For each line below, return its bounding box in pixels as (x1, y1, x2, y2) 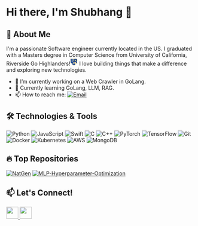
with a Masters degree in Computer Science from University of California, (6, 51, 187, 59)
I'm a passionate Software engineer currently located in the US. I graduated (6, 45, 193, 52)
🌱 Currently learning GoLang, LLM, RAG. (14, 84, 115, 91)
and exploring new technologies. (6, 66, 87, 74)
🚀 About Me (6, 29, 51, 39)
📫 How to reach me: (14, 91, 66, 98)
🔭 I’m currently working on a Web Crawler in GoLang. (14, 78, 147, 85)
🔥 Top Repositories (6, 154, 79, 164)
